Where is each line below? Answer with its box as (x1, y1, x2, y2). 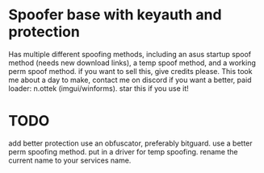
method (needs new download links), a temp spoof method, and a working (8, 58, 257, 68)
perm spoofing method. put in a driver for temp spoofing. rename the (8, 146, 238, 156)
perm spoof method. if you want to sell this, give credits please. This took (8, 66, 253, 76)
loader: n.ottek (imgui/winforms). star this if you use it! (8, 83, 189, 93)
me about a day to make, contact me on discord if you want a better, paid (8, 75, 252, 84)
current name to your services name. (8, 155, 132, 165)
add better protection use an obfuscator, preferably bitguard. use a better (8, 138, 253, 148)
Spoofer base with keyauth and (8, 6, 222, 24)
